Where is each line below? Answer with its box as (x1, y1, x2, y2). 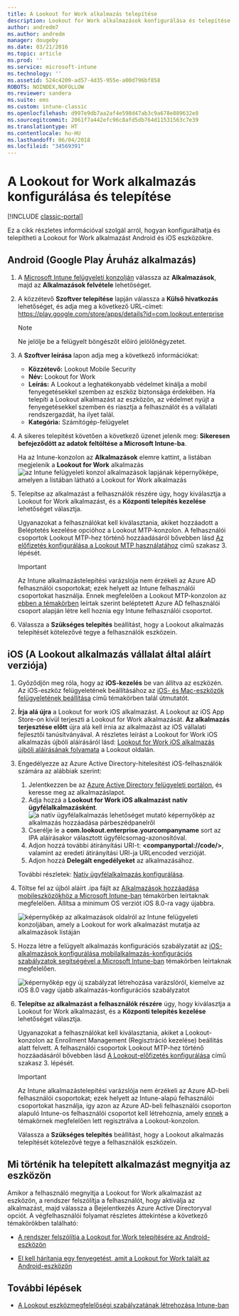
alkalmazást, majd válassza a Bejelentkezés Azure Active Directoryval (7, 1203, 212, 1212)
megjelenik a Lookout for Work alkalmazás (17, 460, 144, 469)
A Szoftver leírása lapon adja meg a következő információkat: (17, 350, 199, 360)
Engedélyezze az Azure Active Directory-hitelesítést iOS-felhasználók (17, 759, 223, 768)
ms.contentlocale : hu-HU (7, 130, 81, 137)
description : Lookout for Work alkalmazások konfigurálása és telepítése (7, 17, 231, 24)
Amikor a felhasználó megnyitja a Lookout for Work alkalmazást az (7, 1189, 203, 1197)
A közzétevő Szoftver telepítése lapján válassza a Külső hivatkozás (17, 294, 218, 303)
